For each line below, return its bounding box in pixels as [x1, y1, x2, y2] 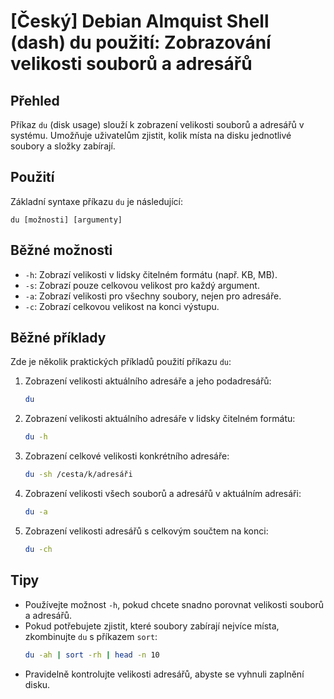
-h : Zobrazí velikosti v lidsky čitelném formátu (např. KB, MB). [24, 268, 278, 280]
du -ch [24, 544, 53, 554]
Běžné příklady [10, 330, 107, 347]
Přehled [10, 92, 60, 109]
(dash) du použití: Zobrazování [10, 31, 272, 54]
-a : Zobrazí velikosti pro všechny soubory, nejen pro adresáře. [24, 290, 282, 302]
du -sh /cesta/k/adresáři [24, 470, 133, 480]
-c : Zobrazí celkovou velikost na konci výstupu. [24, 300, 220, 312]
